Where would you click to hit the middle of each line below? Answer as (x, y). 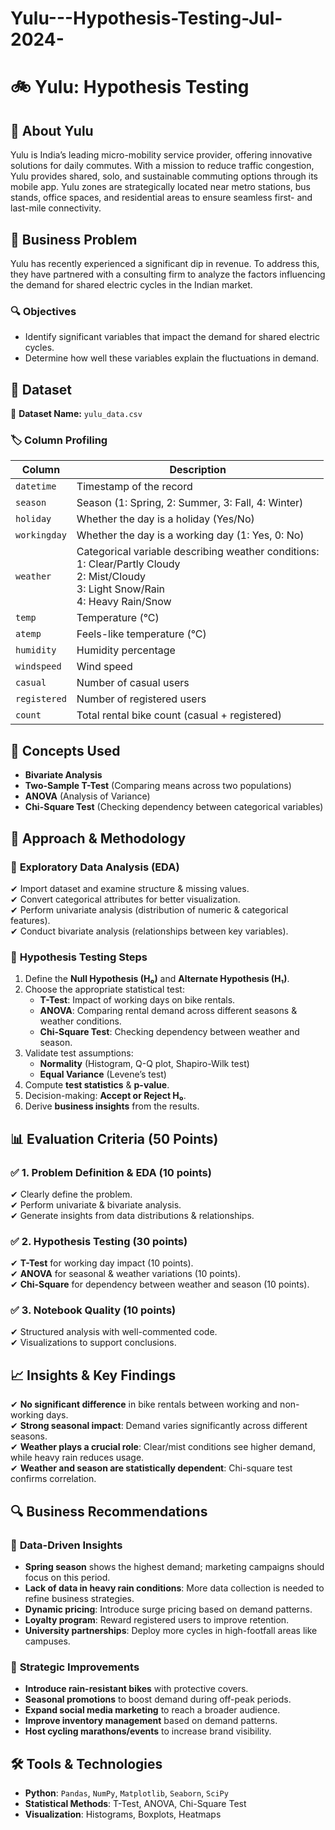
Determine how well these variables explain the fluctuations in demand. (172, 358)
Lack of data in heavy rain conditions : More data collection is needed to (174, 1588)
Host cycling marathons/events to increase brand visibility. (148, 1731)
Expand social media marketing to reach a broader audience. (152, 1710)
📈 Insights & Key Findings (93, 1375)
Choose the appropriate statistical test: (104, 989)
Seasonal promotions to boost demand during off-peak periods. (158, 1699)
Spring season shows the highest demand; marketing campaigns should (174, 1566)
